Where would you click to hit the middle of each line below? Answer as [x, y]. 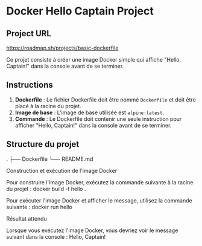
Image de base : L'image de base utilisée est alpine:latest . [90, 112]
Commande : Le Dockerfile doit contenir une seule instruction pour [98, 118]
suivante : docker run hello [39, 207]
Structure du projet [43, 144]
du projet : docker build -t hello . [46, 189]
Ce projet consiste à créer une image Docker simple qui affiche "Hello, [94, 60]
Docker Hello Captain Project [80, 11]
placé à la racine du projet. [48, 106]
